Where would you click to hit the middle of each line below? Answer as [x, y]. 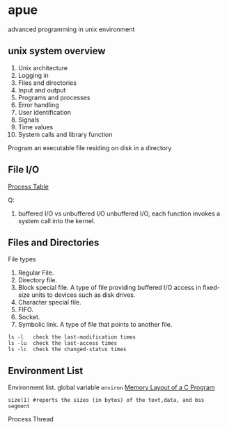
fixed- [211, 288]
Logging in [33, 75]
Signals [29, 120]
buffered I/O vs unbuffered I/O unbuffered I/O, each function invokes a [119, 213]
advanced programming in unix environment [71, 29]
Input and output [42, 90]
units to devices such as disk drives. [84, 295]
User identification [45, 112]
